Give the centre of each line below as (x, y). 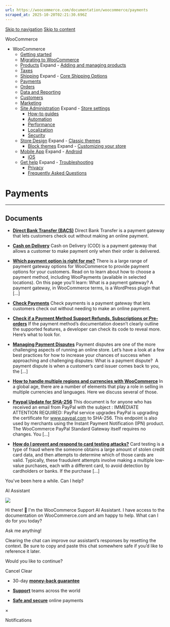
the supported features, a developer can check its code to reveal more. (87, 329)
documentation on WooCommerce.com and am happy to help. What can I (82, 515)
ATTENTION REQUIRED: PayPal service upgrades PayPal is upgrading (85, 413)
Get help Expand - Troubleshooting (57, 162)
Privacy (36, 168)
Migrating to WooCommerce (50, 59)
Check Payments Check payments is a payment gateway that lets (81, 303)
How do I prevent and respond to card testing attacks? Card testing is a (88, 444)
